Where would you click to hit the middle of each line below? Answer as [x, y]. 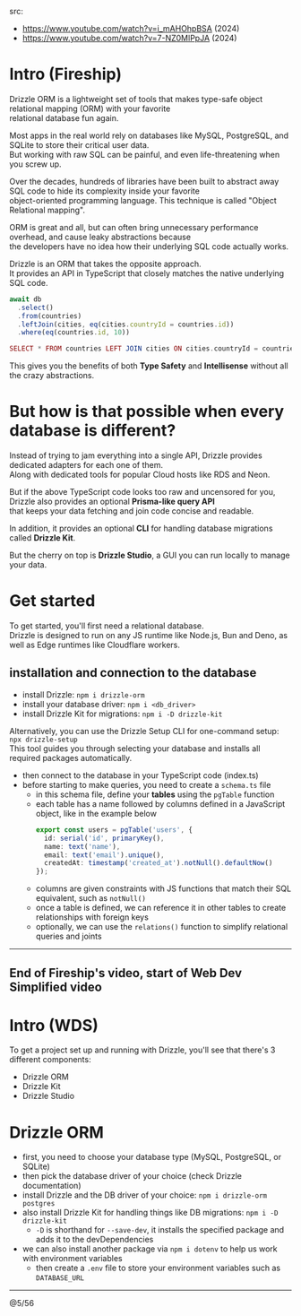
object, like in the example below [96, 813]
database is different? [93, 431]
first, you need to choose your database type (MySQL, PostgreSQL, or [152, 1157]
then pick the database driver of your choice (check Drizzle [132, 1176]
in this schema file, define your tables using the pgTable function [155, 794]
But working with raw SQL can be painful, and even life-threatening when [145, 154]
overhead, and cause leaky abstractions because [100, 237]
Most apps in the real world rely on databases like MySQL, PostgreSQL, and [149, 135]
